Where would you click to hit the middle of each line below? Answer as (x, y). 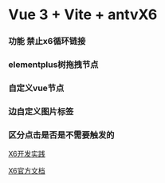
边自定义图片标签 (41, 111)
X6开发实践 (27, 154)
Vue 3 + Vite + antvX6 (83, 15)
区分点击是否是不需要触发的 (61, 135)
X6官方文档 (27, 171)
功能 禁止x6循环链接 (47, 42)
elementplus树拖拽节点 (53, 65)
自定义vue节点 (36, 88)
